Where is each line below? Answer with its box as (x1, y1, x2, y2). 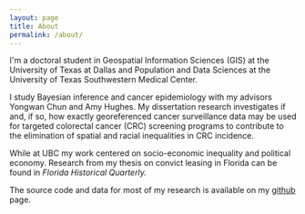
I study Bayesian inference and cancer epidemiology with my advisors (9, 92, 273, 102)
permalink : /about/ (9, 30, 84, 39)
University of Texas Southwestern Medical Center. (9, 74, 198, 85)
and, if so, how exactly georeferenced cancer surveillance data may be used (9, 111, 297, 122)
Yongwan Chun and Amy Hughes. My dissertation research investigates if (9, 102, 286, 112)
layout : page (9, 13, 59, 23)
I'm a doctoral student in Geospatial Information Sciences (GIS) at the (9, 55, 270, 66)
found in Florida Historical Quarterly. (9, 167, 147, 178)
